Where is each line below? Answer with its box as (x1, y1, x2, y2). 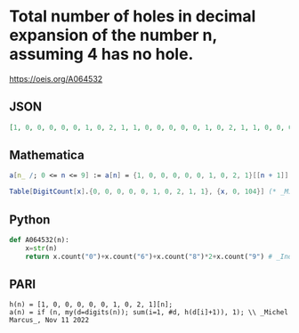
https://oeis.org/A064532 (9, 73, 103, 84)
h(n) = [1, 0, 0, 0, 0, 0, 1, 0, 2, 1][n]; (9, 300, 174, 309)
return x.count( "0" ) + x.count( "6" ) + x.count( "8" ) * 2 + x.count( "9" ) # (25, 252, 273, 261)
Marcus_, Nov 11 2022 (9, 316, 90, 325)
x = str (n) (25, 243, 58, 253)
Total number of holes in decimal (9, 6, 256, 27)
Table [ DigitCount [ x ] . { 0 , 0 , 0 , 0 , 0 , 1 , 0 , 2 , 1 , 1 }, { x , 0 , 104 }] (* (9, 187, 278, 197)
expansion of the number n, (9, 25, 218, 45)
